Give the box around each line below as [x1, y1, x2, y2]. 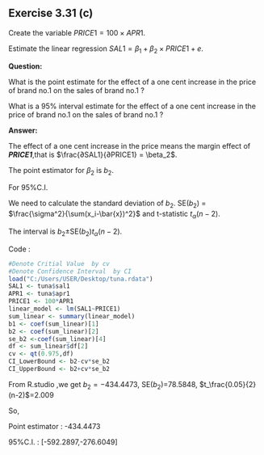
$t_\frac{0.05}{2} [199, 379, 257, 389]
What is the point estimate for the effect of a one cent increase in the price [8, 77, 257, 86]
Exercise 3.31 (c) [8, 6, 94, 20]
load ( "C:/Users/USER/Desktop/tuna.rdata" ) [8, 275, 153, 283]
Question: [8, 61, 43, 71]
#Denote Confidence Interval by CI [8, 267, 132, 276]
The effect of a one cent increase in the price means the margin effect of [8, 141, 251, 150]
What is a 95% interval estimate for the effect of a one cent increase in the [8, 101, 257, 111]
